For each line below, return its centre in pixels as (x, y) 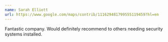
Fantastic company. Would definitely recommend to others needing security (84, 28)
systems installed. (24, 34)
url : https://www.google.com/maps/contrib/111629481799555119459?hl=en (82, 14)
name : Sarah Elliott (27, 10)
